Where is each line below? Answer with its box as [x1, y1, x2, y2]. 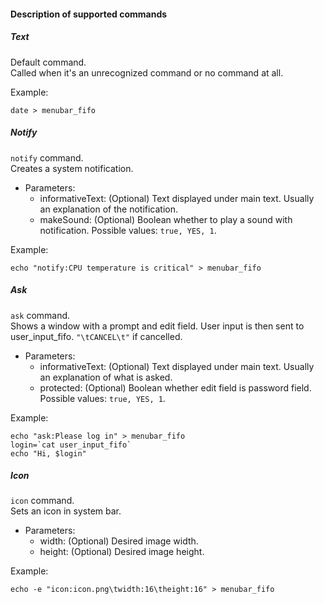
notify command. [10, 151, 84, 164]
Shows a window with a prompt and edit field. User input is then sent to [10, 320, 305, 332]
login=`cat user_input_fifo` [10, 440, 132, 450]
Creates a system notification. [10, 162, 134, 174]
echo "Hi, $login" [10, 448, 87, 459]
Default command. [10, 56, 87, 68]
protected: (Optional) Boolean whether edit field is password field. [39, 381, 312, 394]
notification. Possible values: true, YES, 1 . [39, 224, 217, 236]
